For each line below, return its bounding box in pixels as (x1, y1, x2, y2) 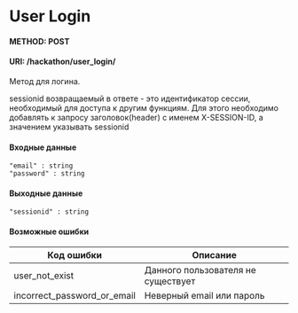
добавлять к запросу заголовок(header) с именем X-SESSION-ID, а (9, 112, 263, 122)
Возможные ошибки (9, 226, 90, 237)
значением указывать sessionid (9, 121, 129, 132)
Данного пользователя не (144, 263, 257, 276)
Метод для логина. (9, 75, 81, 86)
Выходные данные (9, 188, 83, 199)
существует (144, 275, 196, 287)
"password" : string (9, 169, 86, 178)
